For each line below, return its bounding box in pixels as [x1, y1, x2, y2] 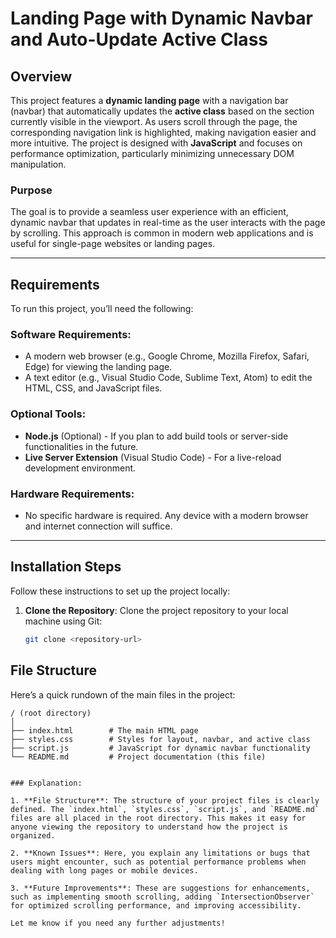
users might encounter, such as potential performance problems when [10, 857, 307, 867]
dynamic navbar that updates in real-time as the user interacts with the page [10, 217, 326, 229]
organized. [10, 830, 56, 841]
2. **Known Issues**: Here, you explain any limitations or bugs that [10, 848, 311, 858]
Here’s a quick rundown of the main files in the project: [10, 688, 236, 701]
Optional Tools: [10, 407, 87, 421]
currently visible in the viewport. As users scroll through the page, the [10, 116, 298, 127]
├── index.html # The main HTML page [10, 725, 199, 736]
